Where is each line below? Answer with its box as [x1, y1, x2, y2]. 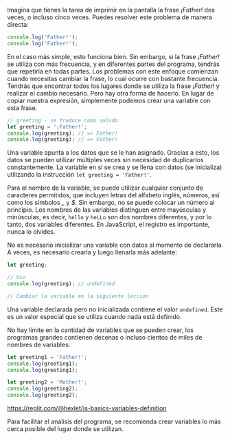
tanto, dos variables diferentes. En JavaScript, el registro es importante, [7, 220, 210, 229]
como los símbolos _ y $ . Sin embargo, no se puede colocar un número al [7, 199, 215, 207]
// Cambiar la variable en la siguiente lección [7, 292, 149, 300]
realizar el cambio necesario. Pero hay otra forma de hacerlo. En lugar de [7, 89, 214, 97]
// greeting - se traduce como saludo [7, 117, 118, 124]
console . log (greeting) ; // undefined [7, 280, 115, 287]
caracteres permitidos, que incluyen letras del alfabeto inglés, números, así [7, 191, 220, 199]
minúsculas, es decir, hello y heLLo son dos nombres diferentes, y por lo [7, 213, 212, 221]
